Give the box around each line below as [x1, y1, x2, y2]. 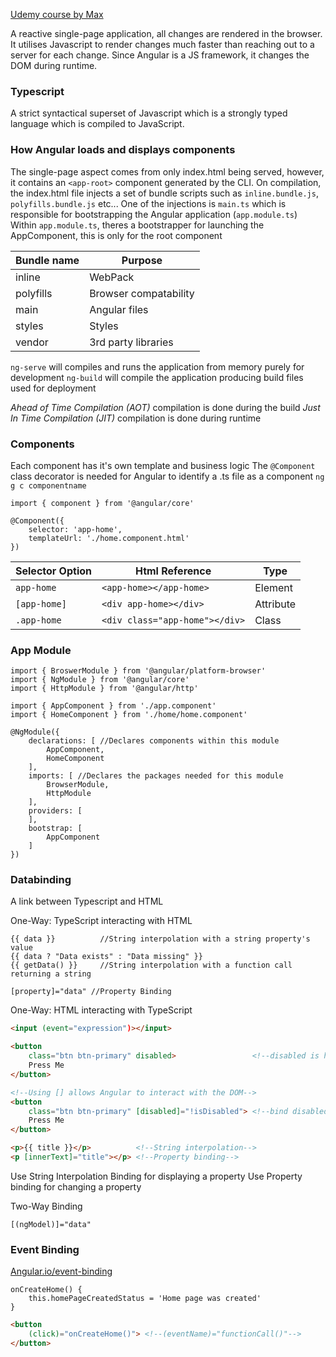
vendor [15, 335, 49, 349]
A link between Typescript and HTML [10, 895, 164, 908]
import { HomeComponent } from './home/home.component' [10, 710, 248, 720]
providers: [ [28, 806, 83, 816]
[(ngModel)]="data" [10, 1219, 92, 1229]
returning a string [10, 969, 92, 979]
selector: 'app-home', [28, 524, 123, 534]
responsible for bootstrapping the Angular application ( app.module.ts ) [10, 208, 298, 220]
